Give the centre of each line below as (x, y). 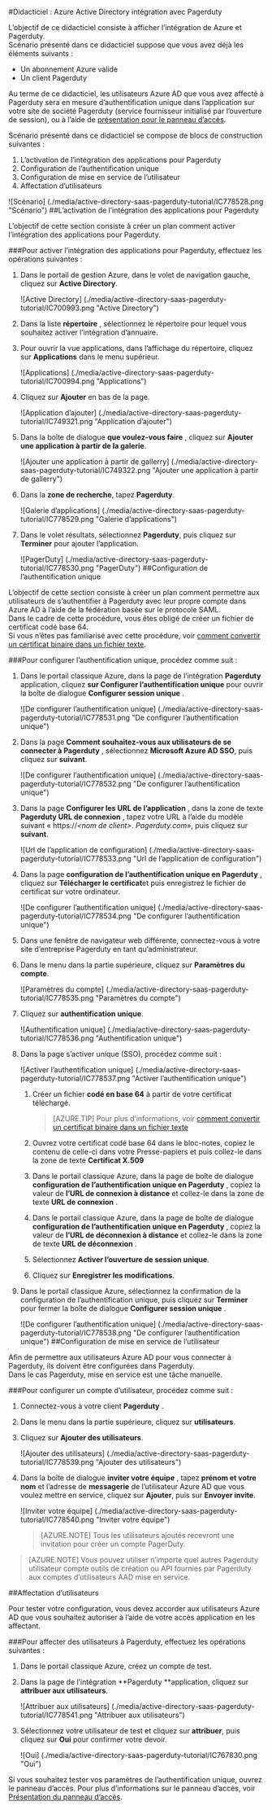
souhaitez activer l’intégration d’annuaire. (89, 332)
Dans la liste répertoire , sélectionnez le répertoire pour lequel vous (134, 324)
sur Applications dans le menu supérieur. (90, 357)
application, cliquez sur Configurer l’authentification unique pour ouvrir (142, 684)
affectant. (24, 1626)
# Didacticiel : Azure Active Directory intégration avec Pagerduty (115, 12)
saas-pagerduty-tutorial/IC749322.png (85, 470)
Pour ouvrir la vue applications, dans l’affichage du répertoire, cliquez (136, 348)
